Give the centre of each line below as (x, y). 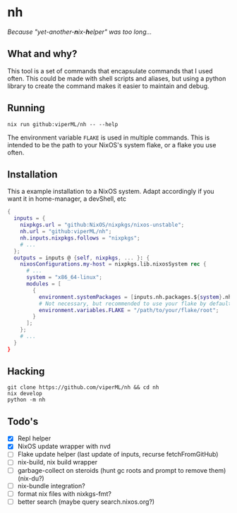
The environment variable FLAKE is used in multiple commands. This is (109, 137)
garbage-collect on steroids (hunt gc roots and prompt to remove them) (122, 470)
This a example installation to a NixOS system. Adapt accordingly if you (111, 192)
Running (26, 108)
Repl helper (34, 438)
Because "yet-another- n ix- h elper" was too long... (80, 32)
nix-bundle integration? (51, 486)
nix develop (25, 394)
